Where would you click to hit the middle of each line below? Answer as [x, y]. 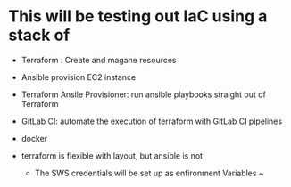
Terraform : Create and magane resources [99, 60]
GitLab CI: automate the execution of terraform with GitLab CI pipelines [152, 121]
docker [34, 138]
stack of [39, 35]
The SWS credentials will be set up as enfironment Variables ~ [149, 173]
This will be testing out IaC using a [138, 16]
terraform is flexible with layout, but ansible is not [112, 155]
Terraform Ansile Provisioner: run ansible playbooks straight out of [144, 94]
